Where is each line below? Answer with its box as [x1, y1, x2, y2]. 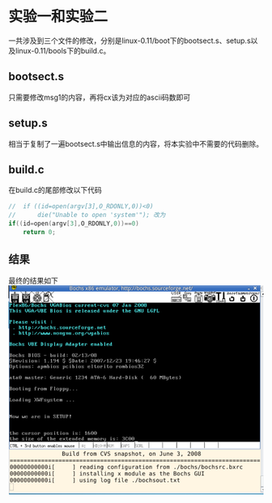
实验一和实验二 [8, 7, 108, 26]
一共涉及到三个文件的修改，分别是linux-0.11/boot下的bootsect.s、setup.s [8, 36, 251, 45]
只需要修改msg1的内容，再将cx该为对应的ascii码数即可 [8, 92, 191, 102]
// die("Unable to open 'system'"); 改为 [8, 211, 166, 220]
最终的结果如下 [8, 275, 58, 285]
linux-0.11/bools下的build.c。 [15, 45, 111, 55]
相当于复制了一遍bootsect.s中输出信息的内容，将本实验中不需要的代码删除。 [8, 139, 264, 148]
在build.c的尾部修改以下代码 [8, 185, 103, 195]
